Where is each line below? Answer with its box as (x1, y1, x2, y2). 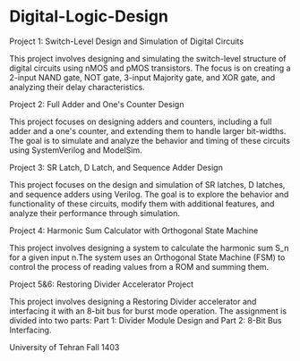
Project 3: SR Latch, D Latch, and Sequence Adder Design (9, 162, 224, 172)
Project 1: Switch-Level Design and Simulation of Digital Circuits (9, 36, 244, 46)
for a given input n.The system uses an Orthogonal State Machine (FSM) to (9, 252, 286, 263)
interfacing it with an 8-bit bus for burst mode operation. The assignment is (9, 306, 287, 316)
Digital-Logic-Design (9, 6, 168, 27)
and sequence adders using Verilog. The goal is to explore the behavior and (9, 189, 289, 199)
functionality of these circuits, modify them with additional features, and (9, 198, 275, 209)
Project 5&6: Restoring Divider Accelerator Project (9, 279, 194, 290)
